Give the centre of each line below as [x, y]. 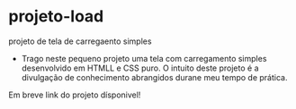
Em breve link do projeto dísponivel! [75, 95]
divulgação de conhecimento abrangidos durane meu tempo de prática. [154, 77]
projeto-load [56, 17]
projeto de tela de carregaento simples [80, 41]
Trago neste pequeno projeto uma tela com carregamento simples [144, 58]
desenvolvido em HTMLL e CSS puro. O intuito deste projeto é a [140, 68]
